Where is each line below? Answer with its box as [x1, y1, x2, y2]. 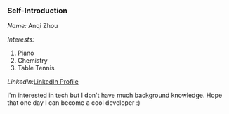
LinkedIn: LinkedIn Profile [7, 77, 79, 86]
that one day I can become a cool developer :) [7, 99, 140, 107]
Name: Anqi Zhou [7, 22, 58, 30]
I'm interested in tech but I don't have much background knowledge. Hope [7, 91, 223, 100]
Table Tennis [17, 64, 55, 72]
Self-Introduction [7, 6, 68, 15]
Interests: [7, 35, 34, 44]
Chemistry [17, 56, 48, 65]
